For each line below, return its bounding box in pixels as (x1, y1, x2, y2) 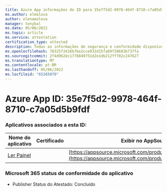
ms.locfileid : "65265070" (5, 72, 59, 77)
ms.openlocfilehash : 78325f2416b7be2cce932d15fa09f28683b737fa (5, 49, 139, 54)
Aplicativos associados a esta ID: (5, 121, 87, 128)
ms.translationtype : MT (5, 58, 55, 63)
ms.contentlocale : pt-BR (5, 63, 57, 67)
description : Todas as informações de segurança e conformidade (5, 44, 141, 49)
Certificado (36, 137, 64, 144)
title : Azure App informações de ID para (5, 7, 92, 12)
